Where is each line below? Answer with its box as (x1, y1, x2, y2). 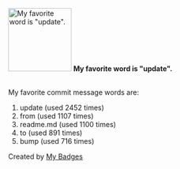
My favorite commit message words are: (8, 88, 140, 97)
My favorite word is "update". (73, 64, 173, 73)
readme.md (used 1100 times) (19, 120, 117, 129)
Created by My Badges (8, 152, 83, 161)
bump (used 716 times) (19, 137, 95, 145)
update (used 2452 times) (19, 103, 105, 112)
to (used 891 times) (19, 128, 83, 137)
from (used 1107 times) (19, 111, 94, 121)
